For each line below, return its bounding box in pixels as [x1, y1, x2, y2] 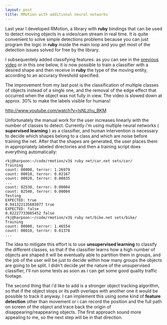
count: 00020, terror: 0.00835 [5, 176, 70, 181]
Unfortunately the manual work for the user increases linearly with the [5, 117, 149, 123]
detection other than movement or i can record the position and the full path [5, 298, 162, 304]
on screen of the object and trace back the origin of [5, 304, 111, 310]
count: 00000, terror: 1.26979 [5, 167, 70, 172]
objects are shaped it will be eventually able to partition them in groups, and [5, 252, 161, 258]
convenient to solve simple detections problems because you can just [5, 36, 149, 42]
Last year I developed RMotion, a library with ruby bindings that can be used [5, 25, 163, 31]
